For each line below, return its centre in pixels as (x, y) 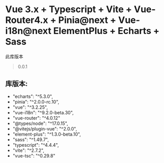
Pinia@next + (87, 20)
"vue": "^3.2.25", (30, 107)
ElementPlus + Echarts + (106, 31)
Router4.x (27, 20)
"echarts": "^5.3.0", (33, 96)
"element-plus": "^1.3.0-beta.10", (47, 134)
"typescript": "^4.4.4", (36, 145)
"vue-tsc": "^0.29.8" (34, 155)
